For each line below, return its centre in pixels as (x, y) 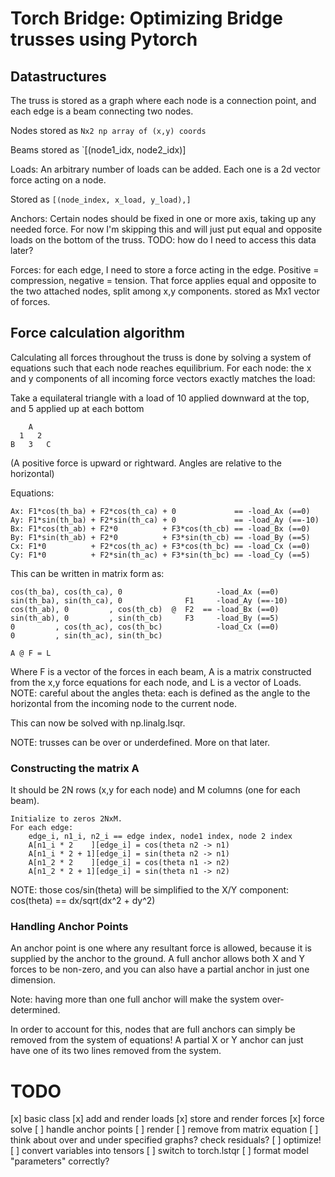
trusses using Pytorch (104, 39)
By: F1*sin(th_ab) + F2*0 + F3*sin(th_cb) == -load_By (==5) (160, 537)
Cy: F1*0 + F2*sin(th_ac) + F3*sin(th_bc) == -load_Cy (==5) (160, 555)
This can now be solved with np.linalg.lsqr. (98, 723)
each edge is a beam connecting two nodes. (102, 111)
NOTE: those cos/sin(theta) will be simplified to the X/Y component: (150, 890)
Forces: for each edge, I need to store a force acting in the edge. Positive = (165, 270)
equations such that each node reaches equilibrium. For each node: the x (161, 368)
